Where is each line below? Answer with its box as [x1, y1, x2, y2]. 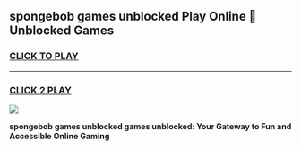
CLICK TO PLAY [9, 50, 79, 63]
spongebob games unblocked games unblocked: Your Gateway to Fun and [9, 120, 292, 131]
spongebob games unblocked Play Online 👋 [9, 9, 257, 24]
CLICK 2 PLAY [9, 84, 72, 96]
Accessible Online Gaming [9, 130, 110, 141]
